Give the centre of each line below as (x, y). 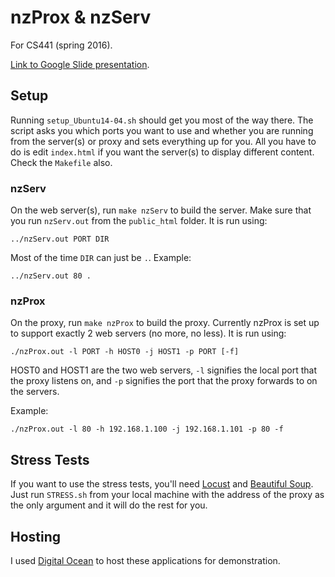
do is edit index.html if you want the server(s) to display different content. (162, 152)
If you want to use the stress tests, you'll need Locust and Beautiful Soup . (162, 484)
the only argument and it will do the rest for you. (109, 505)
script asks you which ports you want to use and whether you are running (162, 130)
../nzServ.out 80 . (51, 276)
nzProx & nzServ (81, 17)
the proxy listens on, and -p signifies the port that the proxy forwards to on (164, 381)
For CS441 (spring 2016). (61, 45)
